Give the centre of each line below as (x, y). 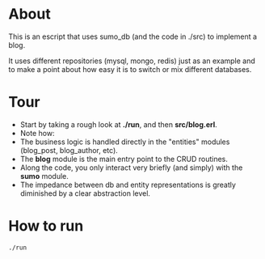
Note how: (37, 133)
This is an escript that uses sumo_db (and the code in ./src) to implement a (132, 36)
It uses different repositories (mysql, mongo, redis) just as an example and (132, 61)
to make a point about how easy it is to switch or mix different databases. (130, 69)
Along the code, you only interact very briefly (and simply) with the (131, 168)
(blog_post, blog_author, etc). (69, 150)
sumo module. (44, 176)
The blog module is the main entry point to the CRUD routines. (124, 159)
